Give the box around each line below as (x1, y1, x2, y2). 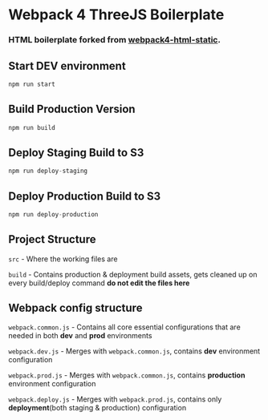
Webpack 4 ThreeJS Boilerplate (8, 6, 225, 24)
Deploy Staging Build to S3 (8, 146, 144, 160)
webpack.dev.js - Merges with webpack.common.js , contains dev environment (8, 346, 261, 356)
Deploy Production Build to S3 (8, 189, 161, 203)
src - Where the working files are (8, 254, 118, 264)
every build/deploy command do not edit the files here (8, 278, 190, 288)
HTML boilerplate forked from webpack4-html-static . (8, 34, 221, 46)
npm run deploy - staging (8, 167, 88, 176)
